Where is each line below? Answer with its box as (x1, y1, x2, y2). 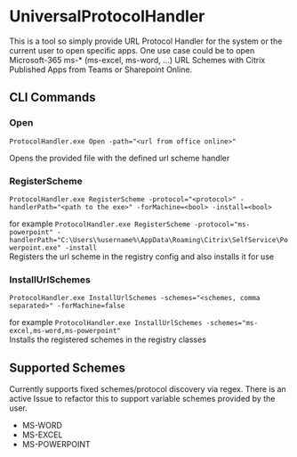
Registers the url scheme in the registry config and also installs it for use (9, 251, 274, 262)
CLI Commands (9, 90, 96, 105)
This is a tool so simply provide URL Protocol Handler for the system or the (9, 36, 283, 46)
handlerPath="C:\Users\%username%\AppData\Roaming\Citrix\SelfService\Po (9, 235, 289, 244)
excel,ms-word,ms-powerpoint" (9, 327, 122, 336)
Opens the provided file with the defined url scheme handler (9, 152, 230, 163)
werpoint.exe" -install (9, 243, 98, 252)
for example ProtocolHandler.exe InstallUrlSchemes (9, 317, 203, 328)
